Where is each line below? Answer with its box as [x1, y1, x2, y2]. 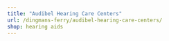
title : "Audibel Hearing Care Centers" [7, 10, 123, 17]
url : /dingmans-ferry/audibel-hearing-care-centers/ [7, 17, 163, 24]
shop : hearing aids [7, 23, 64, 30]
